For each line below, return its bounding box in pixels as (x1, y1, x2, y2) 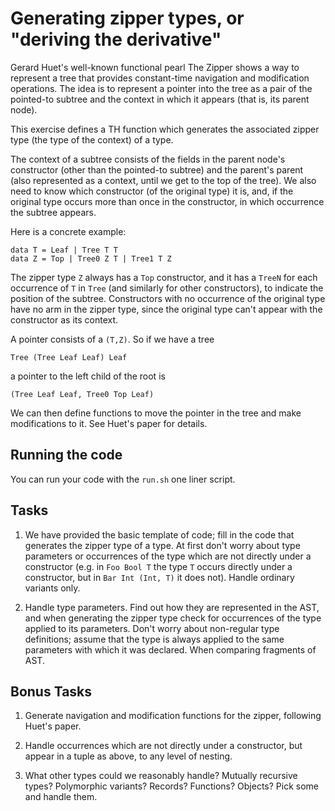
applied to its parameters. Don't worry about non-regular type (24, 622, 280, 634)
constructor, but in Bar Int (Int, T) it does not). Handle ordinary (24, 571, 295, 583)
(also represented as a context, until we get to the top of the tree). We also (10, 174, 317, 186)
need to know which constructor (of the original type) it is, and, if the (10, 185, 294, 197)
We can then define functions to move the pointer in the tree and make (10, 407, 302, 419)
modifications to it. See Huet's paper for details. (10, 417, 208, 429)
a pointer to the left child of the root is (10, 370, 166, 382)
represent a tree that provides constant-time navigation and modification (10, 72, 310, 84)
